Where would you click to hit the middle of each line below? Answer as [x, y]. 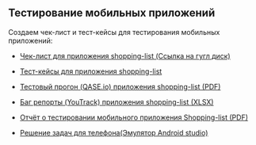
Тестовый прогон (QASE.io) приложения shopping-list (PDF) [120, 86]
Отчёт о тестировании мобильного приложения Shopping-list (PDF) [134, 117]
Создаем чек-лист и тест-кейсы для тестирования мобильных [114, 32]
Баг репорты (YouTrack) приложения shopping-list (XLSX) [117, 101]
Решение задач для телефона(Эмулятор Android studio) [114, 132]
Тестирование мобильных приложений [112, 13]
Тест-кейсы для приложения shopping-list [91, 71]
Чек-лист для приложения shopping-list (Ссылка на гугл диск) [125, 55]
